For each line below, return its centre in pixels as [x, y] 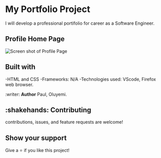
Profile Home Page [35, 39]
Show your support [36, 138]
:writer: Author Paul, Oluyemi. [36, 94]
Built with [20, 67]
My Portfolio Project [48, 9]
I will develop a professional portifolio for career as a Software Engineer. [80, 23]
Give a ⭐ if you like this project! [37, 150]
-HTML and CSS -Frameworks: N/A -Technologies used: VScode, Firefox [80, 79]
